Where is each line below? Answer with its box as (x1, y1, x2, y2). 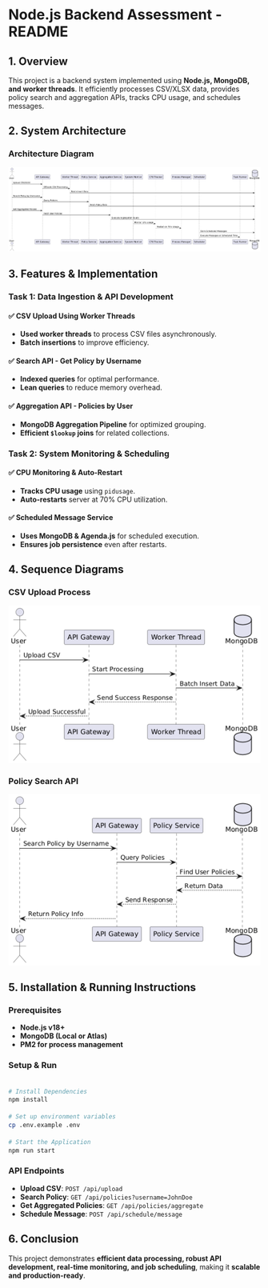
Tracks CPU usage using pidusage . (19, 486, 136, 495)
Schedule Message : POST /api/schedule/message (19, 1209, 182, 1218)
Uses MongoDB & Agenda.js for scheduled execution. (19, 530, 200, 541)
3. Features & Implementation (8, 267, 158, 281)
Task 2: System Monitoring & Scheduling (8, 448, 170, 459)
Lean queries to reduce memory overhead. (19, 382, 162, 393)
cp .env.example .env (8, 1122, 81, 1130)
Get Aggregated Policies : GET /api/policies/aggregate (19, 1200, 204, 1210)
